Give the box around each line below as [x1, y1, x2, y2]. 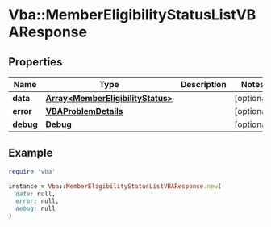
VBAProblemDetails [45, 106, 123, 116]
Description [180, 79, 227, 90]
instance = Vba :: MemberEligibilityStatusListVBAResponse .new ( [8, 182, 222, 191]
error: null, [15, 197, 60, 205]
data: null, [15, 190, 56, 198]
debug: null [15, 204, 56, 213]
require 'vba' [8, 167, 56, 175]
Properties [8, 55, 63, 69]
